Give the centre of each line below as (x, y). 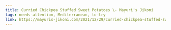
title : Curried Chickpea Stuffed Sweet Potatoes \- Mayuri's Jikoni (79, 10)
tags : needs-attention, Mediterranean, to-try (55, 15)
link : (11, 19)
